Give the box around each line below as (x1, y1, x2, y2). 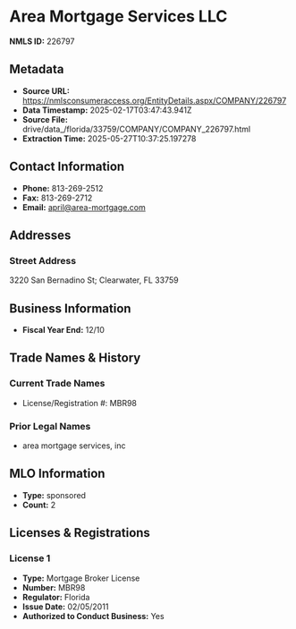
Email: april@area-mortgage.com (21, 201, 146, 212)
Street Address (9, 254, 77, 267)
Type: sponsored (21, 489, 87, 500)
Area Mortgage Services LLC (9, 6, 228, 27)
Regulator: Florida (21, 591, 90, 602)
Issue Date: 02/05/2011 (21, 601, 109, 612)
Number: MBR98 (21, 582, 86, 592)
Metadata (9, 62, 64, 77)
